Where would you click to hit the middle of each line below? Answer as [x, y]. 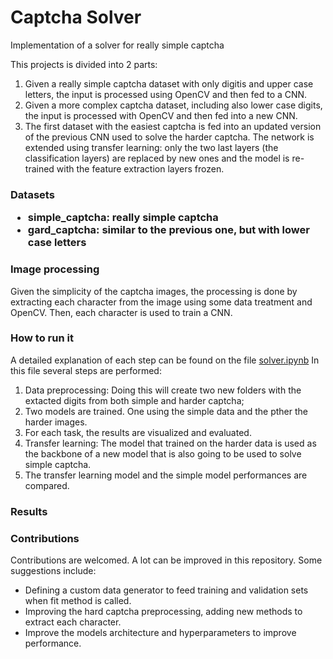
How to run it [42, 338]
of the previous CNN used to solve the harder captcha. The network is [169, 137]
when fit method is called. [78, 601]
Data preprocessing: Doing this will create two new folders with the [163, 390]
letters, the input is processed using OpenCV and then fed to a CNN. [166, 94]
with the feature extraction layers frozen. [140, 168]
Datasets [32, 194]
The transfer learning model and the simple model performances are [166, 475]
